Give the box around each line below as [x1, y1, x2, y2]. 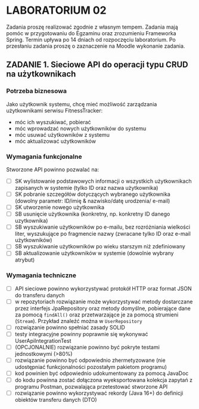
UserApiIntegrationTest [14, 337, 71, 344]
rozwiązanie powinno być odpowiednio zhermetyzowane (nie [14, 356, 166, 364]
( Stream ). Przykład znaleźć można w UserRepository [14, 317, 142, 324]
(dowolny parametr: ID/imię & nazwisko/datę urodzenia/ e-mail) [14, 198, 170, 205]
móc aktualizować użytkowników [14, 137, 97, 144]
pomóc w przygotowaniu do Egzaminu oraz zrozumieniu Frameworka [6, 29, 177, 36]
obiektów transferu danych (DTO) [14, 396, 97, 404]
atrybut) [14, 256, 35, 263]
